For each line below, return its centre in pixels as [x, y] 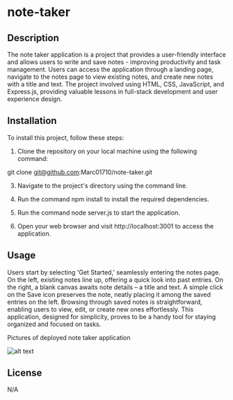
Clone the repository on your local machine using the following [107, 151]
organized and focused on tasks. [54, 324]
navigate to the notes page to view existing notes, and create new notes [110, 77]
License [25, 373]
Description [33, 38]
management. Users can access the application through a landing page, [110, 69]
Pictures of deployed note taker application [69, 337]
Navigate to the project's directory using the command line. [102, 185]
